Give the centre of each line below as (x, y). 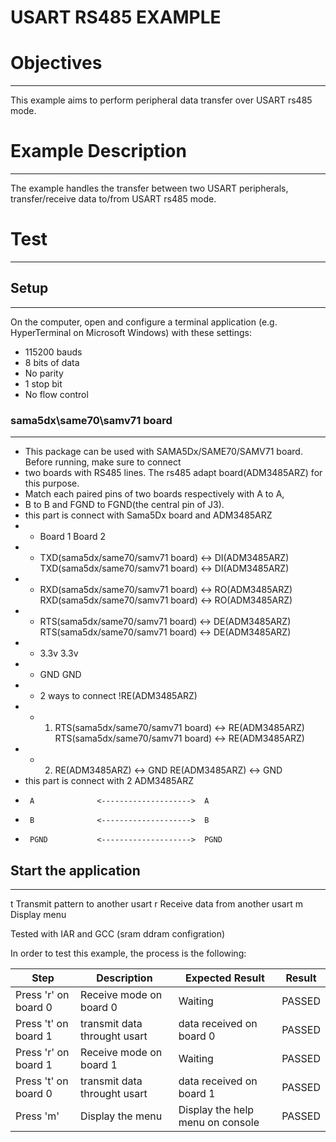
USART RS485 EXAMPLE (116, 17)
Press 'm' (37, 1116)
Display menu (38, 914)
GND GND (60, 675)
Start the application (75, 870)
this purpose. (52, 483)
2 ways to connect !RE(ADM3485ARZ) (118, 696)
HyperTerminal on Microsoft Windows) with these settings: (131, 332)
